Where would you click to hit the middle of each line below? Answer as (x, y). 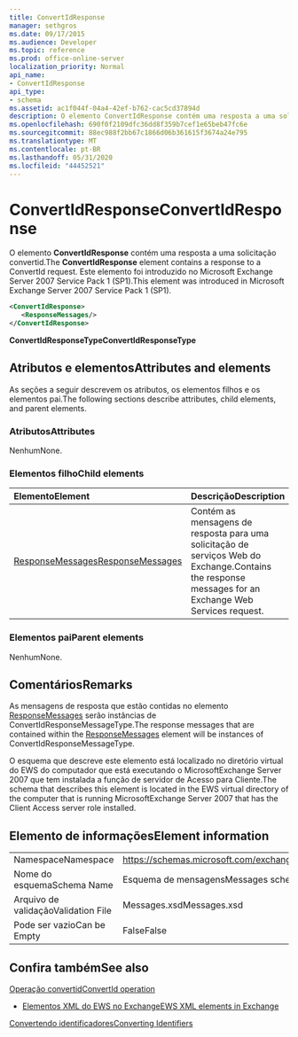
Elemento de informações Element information (139, 835)
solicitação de (220, 544)
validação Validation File (63, 911)
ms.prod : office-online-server (67, 58)
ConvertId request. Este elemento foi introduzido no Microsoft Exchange (141, 272)
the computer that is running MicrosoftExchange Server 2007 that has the (144, 799)
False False (145, 931)
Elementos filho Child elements (77, 473)
